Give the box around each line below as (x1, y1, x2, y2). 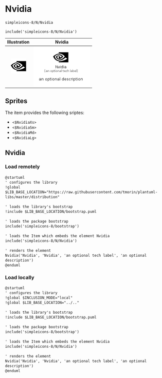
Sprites (5, 96, 28, 105)
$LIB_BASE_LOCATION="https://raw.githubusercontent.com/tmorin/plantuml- (5, 189, 158, 194)
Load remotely (5, 163, 40, 170)
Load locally (5, 274, 35, 281)
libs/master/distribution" (5, 194, 60, 199)
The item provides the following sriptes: (5, 110, 85, 115)
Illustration (7, 39, 30, 45)
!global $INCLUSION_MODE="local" (5, 295, 73, 300)
